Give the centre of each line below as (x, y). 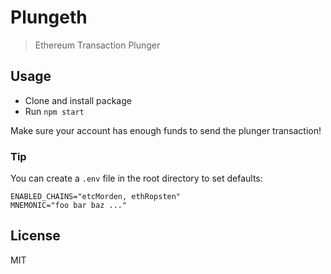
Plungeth (49, 17)
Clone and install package (78, 100)
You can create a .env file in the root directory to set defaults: (136, 178)
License (35, 236)
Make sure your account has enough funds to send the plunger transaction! (166, 130)
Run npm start (54, 111)
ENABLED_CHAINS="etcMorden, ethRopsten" (96, 197)
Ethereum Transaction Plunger (97, 45)
